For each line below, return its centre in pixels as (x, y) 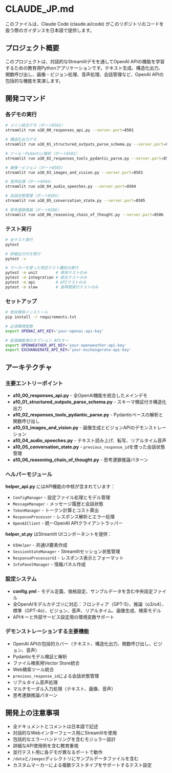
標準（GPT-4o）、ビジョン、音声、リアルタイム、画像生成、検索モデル (87, 610)
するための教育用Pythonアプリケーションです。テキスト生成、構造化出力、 (84, 68)
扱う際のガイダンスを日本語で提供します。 (50, 30)
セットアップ (21, 301)
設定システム (21, 579)
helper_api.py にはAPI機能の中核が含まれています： (60, 486)
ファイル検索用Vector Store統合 (46, 663)
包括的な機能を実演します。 (34, 81)
